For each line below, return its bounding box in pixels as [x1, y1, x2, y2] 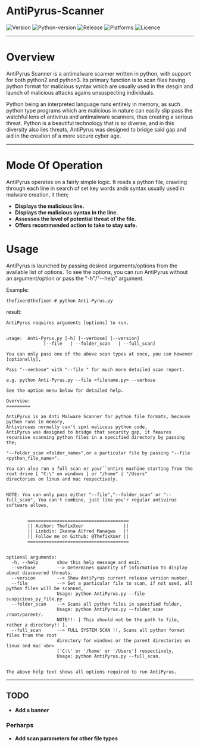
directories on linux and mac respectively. [6, 476, 118, 482]
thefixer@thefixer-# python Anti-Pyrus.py [6, 298, 113, 304]
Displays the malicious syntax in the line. [14, 208, 118, 216]
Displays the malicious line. [14, 202, 85, 210]
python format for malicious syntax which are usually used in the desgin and [6, 82, 193, 90]
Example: [6, 286, 29, 293]
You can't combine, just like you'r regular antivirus [37, 497, 177, 503]
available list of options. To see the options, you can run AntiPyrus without [6, 268, 188, 275]
